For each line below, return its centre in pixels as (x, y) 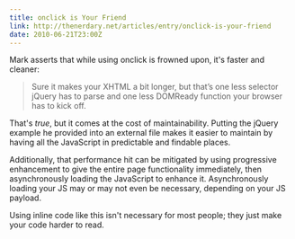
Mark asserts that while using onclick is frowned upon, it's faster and (137, 60)
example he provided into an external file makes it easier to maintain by (141, 133)
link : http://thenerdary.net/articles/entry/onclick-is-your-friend (140, 26)
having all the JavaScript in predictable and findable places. (120, 142)
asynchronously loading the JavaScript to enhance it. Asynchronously (139, 179)
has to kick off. (59, 106)
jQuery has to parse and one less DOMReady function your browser (157, 96)
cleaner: (25, 69)
